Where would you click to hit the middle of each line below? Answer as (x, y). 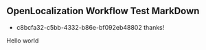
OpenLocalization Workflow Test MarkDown (103, 11)
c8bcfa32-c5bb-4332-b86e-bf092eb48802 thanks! (90, 27)
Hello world (23, 41)
